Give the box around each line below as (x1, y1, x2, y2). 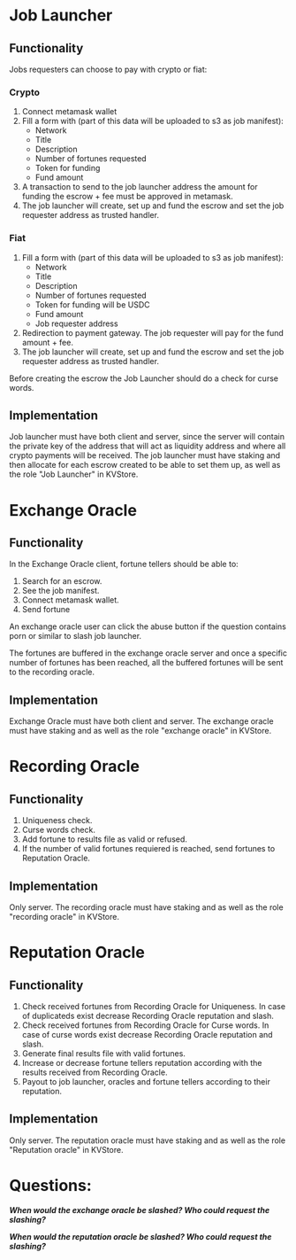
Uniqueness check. (21, 815, 93, 826)
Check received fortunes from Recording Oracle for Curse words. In (21, 1020, 269, 1031)
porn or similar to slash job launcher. (9, 631, 142, 642)
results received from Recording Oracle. (21, 1067, 168, 1077)
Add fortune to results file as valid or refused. (21, 834, 188, 844)
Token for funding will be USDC (34, 299, 150, 310)
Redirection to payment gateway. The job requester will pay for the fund (21, 327, 285, 338)
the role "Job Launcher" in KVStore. (9, 469, 139, 479)
